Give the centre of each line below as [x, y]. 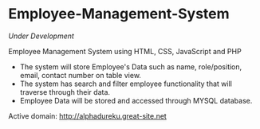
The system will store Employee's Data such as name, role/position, [131, 66]
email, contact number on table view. [81, 75]
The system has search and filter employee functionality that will [126, 84]
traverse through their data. [65, 92]
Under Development [41, 36]
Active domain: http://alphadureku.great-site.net [88, 115]
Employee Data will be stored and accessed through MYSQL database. [136, 100]
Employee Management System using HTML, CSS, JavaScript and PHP [125, 51]
